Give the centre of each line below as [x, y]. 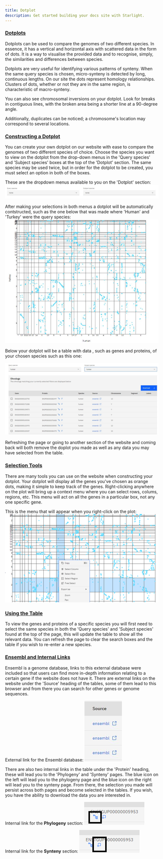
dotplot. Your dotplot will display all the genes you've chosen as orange [77, 481]
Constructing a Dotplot [33, 136]
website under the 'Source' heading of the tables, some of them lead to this [81, 683]
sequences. [17, 693]
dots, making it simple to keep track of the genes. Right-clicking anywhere [80, 486]
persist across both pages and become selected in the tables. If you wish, [79, 790]
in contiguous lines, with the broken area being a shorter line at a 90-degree [81, 104]
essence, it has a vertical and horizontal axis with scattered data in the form [81, 49]
